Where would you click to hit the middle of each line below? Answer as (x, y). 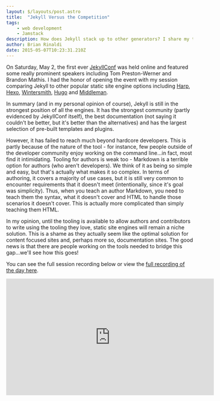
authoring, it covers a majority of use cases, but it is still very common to (95, 178)
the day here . (22, 270)
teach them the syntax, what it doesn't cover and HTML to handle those (94, 197)
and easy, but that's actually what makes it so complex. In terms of (87, 172)
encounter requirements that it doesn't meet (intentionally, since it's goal (95, 184)
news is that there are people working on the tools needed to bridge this (94, 246)
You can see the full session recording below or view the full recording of (95, 264)
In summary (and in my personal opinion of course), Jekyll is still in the (93, 104)
